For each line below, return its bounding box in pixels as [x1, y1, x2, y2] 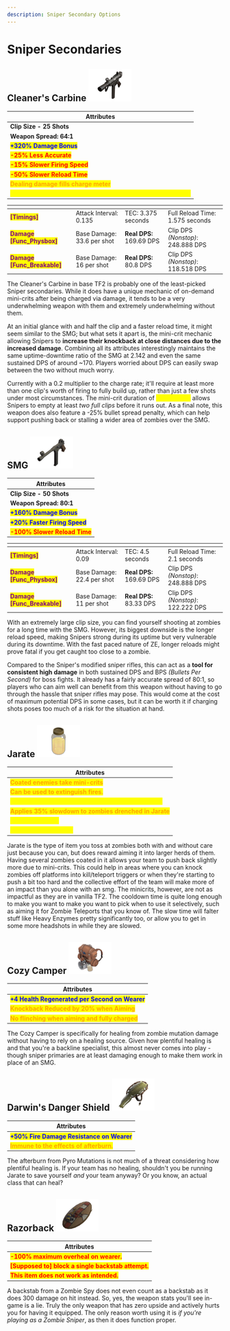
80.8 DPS [125, 261, 152, 269]
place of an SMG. [7, 1058, 56, 1067]
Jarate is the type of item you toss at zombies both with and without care [7, 841, 214, 849]
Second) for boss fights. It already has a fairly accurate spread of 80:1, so [7, 675, 215, 684]
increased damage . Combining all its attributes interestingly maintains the [7, 344, 216, 353]
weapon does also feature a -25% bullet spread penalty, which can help [7, 408, 210, 417]
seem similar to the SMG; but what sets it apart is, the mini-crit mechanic [7, 329, 212, 338]
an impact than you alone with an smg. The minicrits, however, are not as [7, 885, 214, 893]
